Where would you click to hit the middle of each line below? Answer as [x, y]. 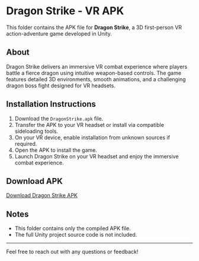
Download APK [35, 181]
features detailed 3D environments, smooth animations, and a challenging [96, 79]
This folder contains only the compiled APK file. [73, 228]
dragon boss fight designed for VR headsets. [61, 85]
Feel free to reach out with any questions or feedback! [72, 252]
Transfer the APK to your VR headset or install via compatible [89, 125]
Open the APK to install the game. [56, 150]
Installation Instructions [51, 104]
